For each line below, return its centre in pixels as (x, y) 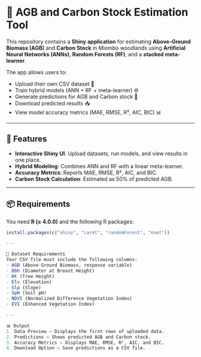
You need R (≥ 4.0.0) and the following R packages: (70, 222)
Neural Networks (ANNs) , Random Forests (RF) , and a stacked (85, 54)
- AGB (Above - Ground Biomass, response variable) (69, 265)
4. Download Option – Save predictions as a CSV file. (76, 348)
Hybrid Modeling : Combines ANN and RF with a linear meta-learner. (99, 166)
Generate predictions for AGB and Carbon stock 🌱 (76, 96)
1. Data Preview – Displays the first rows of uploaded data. (85, 331)
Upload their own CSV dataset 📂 (54, 84)
